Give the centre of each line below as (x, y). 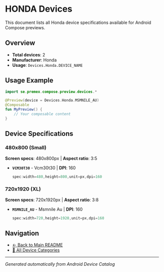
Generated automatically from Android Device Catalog (60, 264)
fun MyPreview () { (24, 110)
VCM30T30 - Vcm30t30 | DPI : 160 (44, 168)
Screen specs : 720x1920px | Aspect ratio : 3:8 (52, 200)
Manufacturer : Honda (34, 60)
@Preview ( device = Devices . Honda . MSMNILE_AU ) (52, 100)
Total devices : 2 (29, 55)
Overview (20, 43)
